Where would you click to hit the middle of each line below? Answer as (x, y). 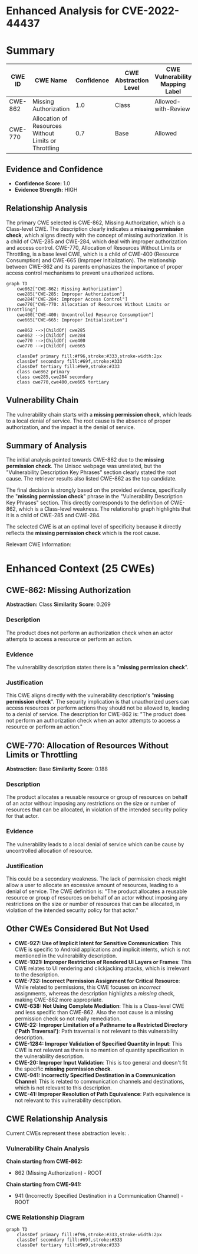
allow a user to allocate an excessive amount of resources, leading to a (92, 885)
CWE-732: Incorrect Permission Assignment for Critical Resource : (97, 981)
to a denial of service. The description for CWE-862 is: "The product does (96, 714)
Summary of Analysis (47, 445)
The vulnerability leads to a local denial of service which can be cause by (95, 844)
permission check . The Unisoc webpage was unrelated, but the (84, 466)
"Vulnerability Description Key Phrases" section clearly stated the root (91, 472)
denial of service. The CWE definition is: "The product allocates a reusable (97, 891)
